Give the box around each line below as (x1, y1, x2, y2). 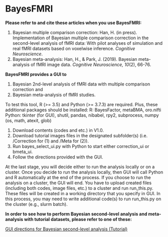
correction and (12, 86, 44, 92)
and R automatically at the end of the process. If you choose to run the (5, 174, 151, 180)
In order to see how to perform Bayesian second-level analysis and (5, 211, 147, 217)
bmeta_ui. (12, 148, 33, 154)
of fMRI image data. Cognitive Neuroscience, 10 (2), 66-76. (31, 61, 151, 67)
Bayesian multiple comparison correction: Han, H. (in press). (12, 29, 137, 35)
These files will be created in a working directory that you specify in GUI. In (5, 190, 160, 196)
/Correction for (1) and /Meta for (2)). (12, 138, 89, 144)
